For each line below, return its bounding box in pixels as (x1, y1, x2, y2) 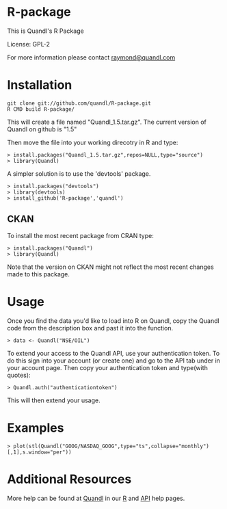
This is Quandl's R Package (7, 27, 84, 35)
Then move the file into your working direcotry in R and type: (7, 138, 178, 146)
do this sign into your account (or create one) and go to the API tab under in (7, 356, 221, 365)
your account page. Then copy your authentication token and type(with (7, 363, 209, 371)
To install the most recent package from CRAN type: (7, 231, 154, 239)
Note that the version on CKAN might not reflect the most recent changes (7, 263, 214, 271)
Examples (7, 420, 64, 435)
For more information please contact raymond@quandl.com (7, 53, 176, 62)
